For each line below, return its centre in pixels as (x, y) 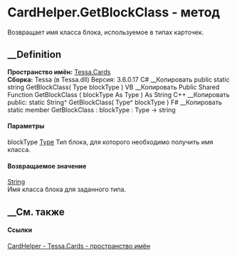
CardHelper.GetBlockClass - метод (114, 12)
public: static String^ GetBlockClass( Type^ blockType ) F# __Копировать (115, 102)
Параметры (26, 126)
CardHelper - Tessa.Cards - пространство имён (79, 246)
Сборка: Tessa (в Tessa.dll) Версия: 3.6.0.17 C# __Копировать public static (118, 79)
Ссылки (20, 230)
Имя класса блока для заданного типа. (67, 189)
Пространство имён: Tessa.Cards (59, 71)
